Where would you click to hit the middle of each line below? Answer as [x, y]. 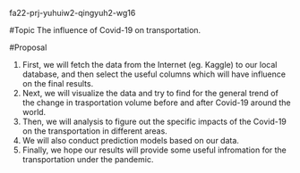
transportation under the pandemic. [88, 159]
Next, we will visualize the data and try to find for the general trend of [150, 93]
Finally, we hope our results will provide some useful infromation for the [154, 150]
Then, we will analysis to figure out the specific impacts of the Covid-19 [154, 121]
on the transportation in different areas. [94, 131]
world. [34, 112]
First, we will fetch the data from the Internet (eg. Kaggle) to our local [150, 65]
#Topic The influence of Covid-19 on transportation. [105, 30]
